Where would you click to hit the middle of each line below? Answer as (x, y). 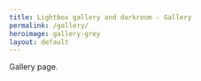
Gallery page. (34, 67)
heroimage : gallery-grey (55, 33)
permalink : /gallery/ (49, 26)
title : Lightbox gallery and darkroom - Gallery (100, 17)
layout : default (39, 42)
